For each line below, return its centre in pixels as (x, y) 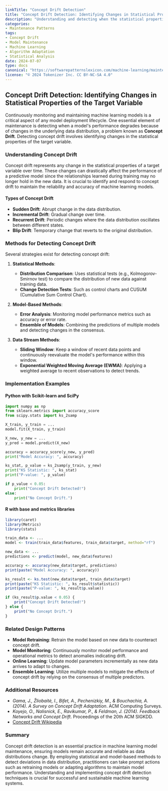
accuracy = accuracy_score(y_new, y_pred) (50, 452)
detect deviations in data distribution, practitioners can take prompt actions (82, 762)
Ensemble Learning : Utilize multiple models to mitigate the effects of (83, 671)
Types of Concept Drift (29, 198)
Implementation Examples (37, 384)
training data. (33, 284)
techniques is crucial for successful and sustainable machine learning (77, 777)
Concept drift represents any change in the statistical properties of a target (82, 165)
